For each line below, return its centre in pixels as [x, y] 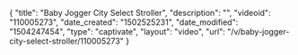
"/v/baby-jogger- [259, 31]
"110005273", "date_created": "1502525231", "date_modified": [124, 22]
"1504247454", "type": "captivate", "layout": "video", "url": [118, 31]
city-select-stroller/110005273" [66, 41]
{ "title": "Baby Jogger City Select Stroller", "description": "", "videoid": [140, 13]
